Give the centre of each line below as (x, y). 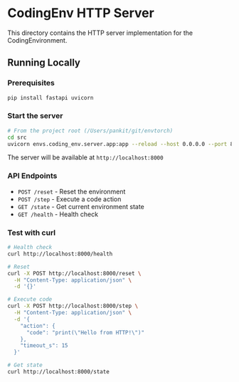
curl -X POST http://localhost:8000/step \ (73, 306)
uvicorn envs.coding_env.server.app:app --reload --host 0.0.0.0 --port (117, 144)
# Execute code (30, 299)
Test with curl (32, 233)
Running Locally (44, 63)
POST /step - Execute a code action (69, 199)
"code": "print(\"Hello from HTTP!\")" (85, 332)
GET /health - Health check (58, 214)
